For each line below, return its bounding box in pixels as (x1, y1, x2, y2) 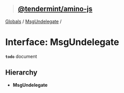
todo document (5, 53, 37, 59)
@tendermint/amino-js (17, 5, 93, 13)
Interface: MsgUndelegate (5, 36, 119, 48)
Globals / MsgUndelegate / (5, 18, 62, 24)
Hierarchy (5, 68, 38, 77)
